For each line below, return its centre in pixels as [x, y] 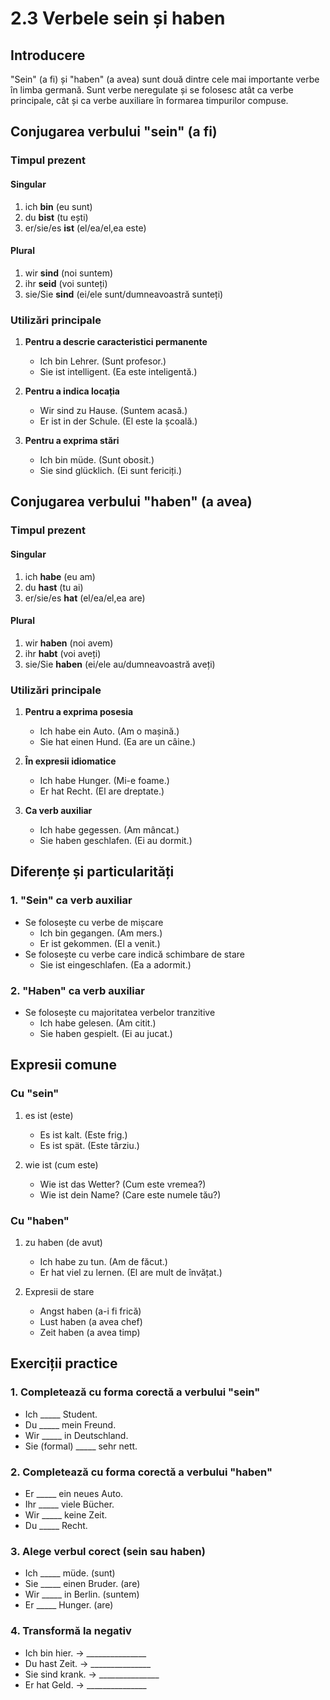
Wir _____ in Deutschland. [76, 1435]
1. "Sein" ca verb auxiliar [71, 900]
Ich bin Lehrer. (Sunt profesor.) [103, 361]
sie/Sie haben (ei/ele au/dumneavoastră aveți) [120, 664]
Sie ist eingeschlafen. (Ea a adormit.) [115, 964]
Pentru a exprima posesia [79, 712]
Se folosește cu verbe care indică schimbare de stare [134, 954]
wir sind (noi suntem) [68, 273]
